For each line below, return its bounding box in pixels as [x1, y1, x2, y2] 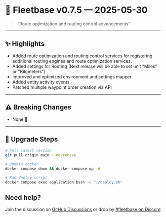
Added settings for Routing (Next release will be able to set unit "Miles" [12, 63, 157, 69]
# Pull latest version [5, 148, 52, 153]
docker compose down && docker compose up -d [5, 166, 100, 171]
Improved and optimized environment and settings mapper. [12, 73, 133, 79]
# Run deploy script [5, 175, 48, 180]
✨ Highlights [5, 39, 44, 48]
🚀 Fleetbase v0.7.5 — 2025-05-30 [5, 4, 148, 16]
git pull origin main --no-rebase [5, 153, 77, 158]
